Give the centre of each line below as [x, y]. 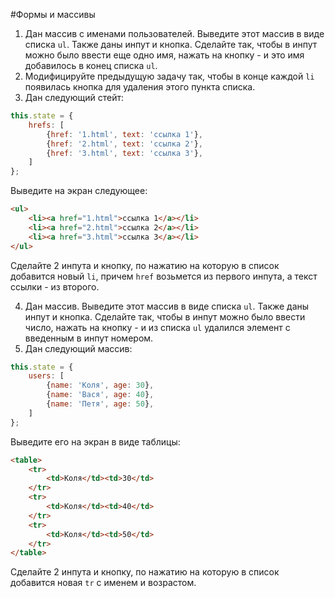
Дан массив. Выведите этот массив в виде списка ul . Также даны [167, 306]
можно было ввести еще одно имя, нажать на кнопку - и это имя [164, 55]
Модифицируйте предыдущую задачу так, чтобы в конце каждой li [169, 76]
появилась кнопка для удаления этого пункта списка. [140, 87]
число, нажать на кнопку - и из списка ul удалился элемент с [157, 327]
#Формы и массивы [53, 14]
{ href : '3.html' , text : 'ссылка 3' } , [124, 153]
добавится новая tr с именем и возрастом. [103, 583]
